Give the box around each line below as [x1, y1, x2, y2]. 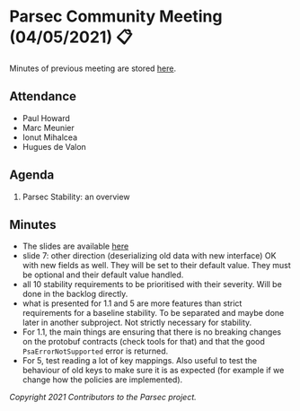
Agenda [9, 168, 55, 183]
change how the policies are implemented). [22, 374, 183, 385]
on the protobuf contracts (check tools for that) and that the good [22, 337, 265, 347]
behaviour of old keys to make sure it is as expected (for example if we [22, 365, 285, 376]
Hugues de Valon [22, 141, 87, 152]
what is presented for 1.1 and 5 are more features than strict [22, 298, 243, 309]
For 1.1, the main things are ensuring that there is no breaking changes [22, 327, 282, 337]
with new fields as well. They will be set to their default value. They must [22, 260, 291, 271]
